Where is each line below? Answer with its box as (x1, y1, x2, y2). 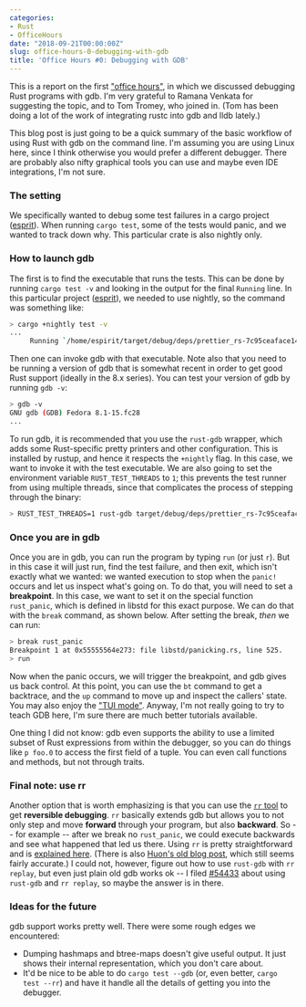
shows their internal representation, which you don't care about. (22, 958, 264, 969)
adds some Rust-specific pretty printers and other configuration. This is (9, 443, 279, 454)
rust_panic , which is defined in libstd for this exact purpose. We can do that (9, 600, 294, 612)
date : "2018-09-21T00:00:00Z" (9, 38, 125, 48)
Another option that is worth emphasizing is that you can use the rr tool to (9, 800, 289, 811)
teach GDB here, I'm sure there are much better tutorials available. (9, 709, 258, 720)
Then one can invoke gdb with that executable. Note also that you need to (9, 353, 287, 364)
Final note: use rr (9, 779, 87, 792)
